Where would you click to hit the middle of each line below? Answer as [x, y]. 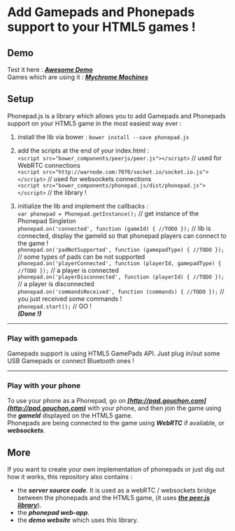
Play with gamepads [43, 338]
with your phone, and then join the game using [154, 408]
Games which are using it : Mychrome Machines [78, 77]
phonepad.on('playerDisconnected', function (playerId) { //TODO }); [121, 277]
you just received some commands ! [70, 299]
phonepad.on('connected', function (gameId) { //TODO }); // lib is [114, 228]
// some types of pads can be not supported [81, 257]
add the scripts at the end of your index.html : [83, 150]
